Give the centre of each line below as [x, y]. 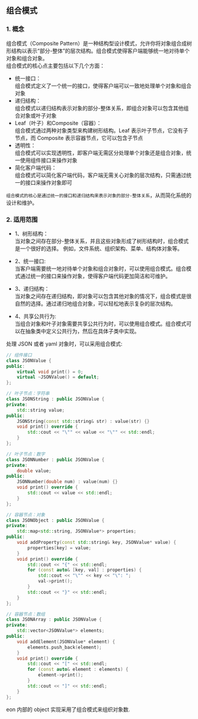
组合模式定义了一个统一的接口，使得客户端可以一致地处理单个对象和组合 [103, 86]
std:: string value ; [41, 410]
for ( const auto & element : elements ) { [78, 670]
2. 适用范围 [22, 219]
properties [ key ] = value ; [60, 548]
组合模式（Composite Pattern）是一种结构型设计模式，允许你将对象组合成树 [99, 43]
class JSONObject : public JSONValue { [55, 520]
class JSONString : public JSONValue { [55, 399]
